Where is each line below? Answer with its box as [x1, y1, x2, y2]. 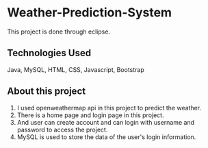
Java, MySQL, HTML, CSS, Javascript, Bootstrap [7, 65, 145, 73]
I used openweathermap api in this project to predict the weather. [16, 103, 202, 112]
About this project [7, 86, 86, 97]
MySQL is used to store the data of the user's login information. [16, 132, 196, 141]
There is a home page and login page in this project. [16, 111, 164, 119]
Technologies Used [7, 47, 91, 59]
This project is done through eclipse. [7, 27, 111, 36]
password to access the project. [16, 125, 108, 134]
